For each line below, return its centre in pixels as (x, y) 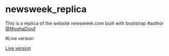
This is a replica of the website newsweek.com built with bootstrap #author (84, 23)
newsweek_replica (46, 9)
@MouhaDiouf (20, 28)
